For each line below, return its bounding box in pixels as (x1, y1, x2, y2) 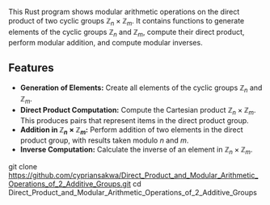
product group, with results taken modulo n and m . (19, 135, 189, 145)
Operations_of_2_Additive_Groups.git (8, 179, 132, 189)
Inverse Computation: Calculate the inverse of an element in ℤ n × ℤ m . (19, 144, 253, 156)
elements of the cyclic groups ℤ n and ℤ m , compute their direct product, (8, 27, 245, 39)
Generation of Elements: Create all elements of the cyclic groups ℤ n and (19, 83, 263, 95)
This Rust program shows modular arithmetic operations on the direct (8, 7, 240, 16)
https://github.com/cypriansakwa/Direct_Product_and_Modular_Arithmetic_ (8, 170, 259, 181)
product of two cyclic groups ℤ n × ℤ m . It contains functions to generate (8, 16, 245, 28)
